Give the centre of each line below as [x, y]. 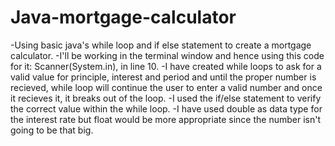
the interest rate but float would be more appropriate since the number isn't [166, 119]
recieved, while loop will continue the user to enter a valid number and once [166, 87]
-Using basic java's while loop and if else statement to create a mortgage [161, 45]
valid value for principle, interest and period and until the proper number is [163, 77]
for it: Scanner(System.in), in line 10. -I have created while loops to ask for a [166, 66]
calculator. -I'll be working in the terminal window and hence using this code [167, 55]
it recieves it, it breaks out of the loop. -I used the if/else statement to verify [166, 98]
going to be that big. [52, 130]
